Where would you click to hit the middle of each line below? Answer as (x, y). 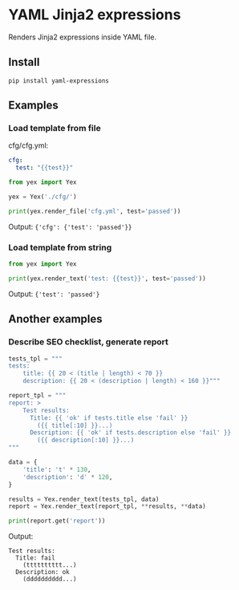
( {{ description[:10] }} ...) (86, 440)
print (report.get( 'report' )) (57, 521)
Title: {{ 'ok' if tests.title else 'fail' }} (109, 418)
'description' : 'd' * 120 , (68, 477)
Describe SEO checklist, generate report (88, 342)
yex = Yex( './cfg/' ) (43, 197)
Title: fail (36, 558)
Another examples (55, 319)
